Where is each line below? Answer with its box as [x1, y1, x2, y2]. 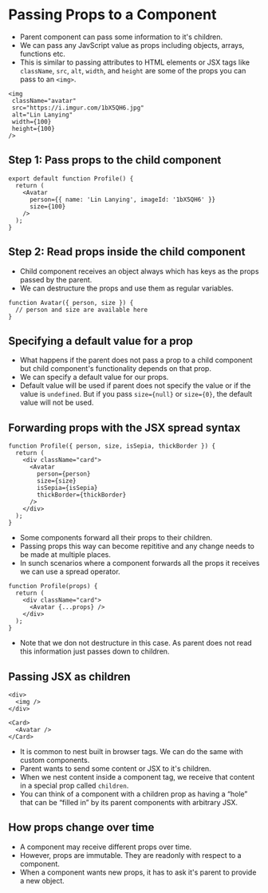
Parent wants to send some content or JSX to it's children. [19, 764, 211, 773]
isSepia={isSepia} [37, 484, 98, 492]
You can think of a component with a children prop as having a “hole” [19, 789, 248, 799]
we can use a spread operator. [19, 567, 121, 576]
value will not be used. [19, 397, 94, 408]
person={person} [37, 470, 91, 478]
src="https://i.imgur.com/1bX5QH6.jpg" [11, 104, 145, 112]
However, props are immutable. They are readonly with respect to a [19, 850, 242, 859]
